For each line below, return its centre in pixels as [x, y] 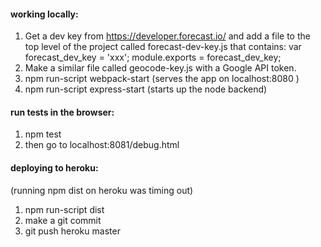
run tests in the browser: [62, 112]
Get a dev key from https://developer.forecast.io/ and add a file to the [167, 36]
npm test [43, 134]
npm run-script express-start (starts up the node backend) [146, 89]
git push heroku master [72, 231]
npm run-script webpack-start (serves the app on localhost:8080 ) [162, 79]
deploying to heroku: [54, 168]
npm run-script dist [64, 209]
